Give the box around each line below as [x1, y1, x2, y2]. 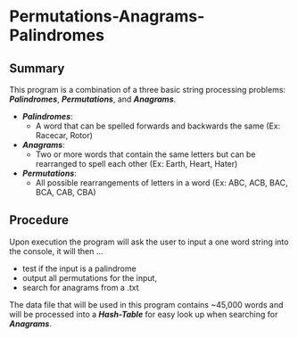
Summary [9, 61, 65, 76]
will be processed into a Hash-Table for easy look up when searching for [9, 309, 278, 319]
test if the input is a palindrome [21, 263, 137, 274]
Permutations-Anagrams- [9, 6, 205, 27]
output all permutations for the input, [21, 272, 158, 283]
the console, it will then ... [9, 245, 103, 256]
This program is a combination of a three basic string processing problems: [9, 85, 286, 95]
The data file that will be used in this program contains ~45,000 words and [9, 299, 284, 309]
